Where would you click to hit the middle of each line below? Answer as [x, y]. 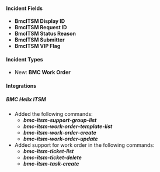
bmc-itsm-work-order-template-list [68, 126]
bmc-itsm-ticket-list [48, 151]
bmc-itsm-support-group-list [60, 120]
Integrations [21, 86]
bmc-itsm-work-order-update [60, 139]
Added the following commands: [54, 113]
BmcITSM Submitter [40, 40]
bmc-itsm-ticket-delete [53, 157]
